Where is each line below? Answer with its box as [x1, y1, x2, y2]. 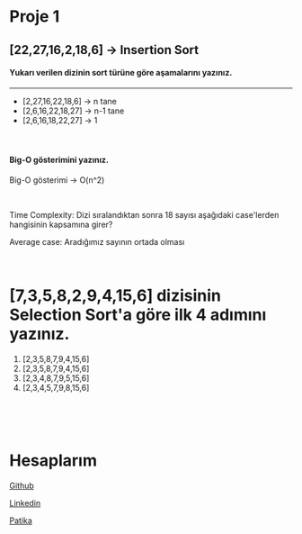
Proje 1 [9, 6, 60, 27]
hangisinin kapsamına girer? [9, 219, 113, 230]
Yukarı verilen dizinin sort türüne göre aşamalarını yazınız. [9, 68, 233, 78]
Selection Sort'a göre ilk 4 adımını [9, 304, 267, 325]
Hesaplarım [9, 450, 97, 471]
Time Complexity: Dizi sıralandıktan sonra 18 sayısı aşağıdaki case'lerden [9, 209, 280, 220]
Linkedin [9, 497, 41, 508]
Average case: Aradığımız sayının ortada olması [9, 236, 185, 247]
